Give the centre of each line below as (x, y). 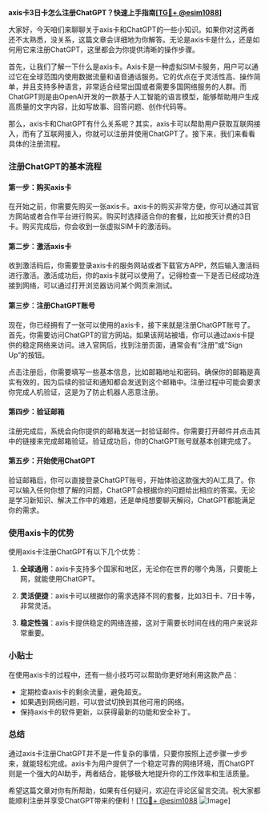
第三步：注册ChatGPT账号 (52, 305)
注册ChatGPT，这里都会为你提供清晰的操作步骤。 (118, 50)
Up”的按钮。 (29, 355)
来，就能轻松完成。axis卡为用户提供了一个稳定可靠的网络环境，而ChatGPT (131, 763)
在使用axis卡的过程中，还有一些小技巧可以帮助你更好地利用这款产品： (124, 674)
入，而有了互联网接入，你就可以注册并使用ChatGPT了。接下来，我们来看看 (132, 134)
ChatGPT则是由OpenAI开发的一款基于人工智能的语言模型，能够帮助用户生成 (134, 97)
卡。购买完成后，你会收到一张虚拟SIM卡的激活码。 (92, 227)
